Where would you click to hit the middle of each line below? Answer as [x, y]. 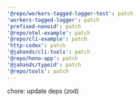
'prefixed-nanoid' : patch [44, 26]
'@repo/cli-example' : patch [47, 39]
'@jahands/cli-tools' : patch [49, 52]
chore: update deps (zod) [43, 91]
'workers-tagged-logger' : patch [53, 20]
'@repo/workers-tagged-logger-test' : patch [70, 13]
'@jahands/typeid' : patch [44, 65]
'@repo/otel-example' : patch [49, 33]
